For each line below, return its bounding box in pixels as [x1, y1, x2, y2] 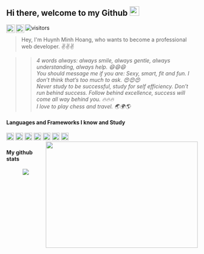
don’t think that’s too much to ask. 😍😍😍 [36, 76, 141, 83]
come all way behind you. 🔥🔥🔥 [36, 95, 114, 103]
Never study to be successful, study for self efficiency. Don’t [36, 83, 188, 90]
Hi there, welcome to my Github [6, 8, 128, 18]
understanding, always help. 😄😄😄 [36, 63, 126, 70]
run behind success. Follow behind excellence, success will [36, 89, 185, 96]
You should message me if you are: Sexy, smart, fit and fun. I [36, 69, 189, 77]
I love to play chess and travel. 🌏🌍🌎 [36, 103, 131, 110]
